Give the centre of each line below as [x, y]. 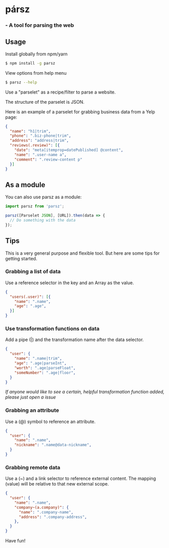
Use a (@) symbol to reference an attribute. [51, 421]
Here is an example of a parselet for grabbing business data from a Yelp [80, 112]
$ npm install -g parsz [30, 63]
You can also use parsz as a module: [44, 197]
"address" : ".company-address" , [53, 517]
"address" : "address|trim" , [39, 141]
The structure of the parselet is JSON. [45, 102]
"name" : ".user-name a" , [40, 155]
